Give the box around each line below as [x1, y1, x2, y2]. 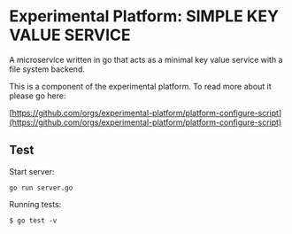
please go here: [9, 90, 66, 101]
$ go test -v [9, 215, 58, 225]
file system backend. [9, 64, 86, 74]
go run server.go [9, 183, 73, 192]
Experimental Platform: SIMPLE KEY [9, 6, 279, 27]
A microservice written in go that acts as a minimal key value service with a [9, 54, 283, 65]
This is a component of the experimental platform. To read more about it [9, 81, 272, 91]
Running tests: [9, 199, 62, 209]
